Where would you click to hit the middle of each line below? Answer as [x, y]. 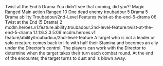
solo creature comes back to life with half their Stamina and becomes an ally [81, 43]
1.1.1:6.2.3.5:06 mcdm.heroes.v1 [64, 32]
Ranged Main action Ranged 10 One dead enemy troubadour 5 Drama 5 [77, 12]
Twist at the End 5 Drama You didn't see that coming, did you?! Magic [75, 7]
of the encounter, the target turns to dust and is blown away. [66, 58]
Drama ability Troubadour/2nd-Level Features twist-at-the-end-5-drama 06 [81, 17]
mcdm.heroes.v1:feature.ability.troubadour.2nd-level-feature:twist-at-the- [79, 27]
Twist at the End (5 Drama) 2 [34, 22]
